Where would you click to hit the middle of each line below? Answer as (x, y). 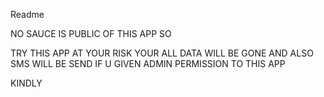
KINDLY (26, 83)
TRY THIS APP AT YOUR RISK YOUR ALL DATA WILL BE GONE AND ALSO (162, 53)
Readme (27, 14)
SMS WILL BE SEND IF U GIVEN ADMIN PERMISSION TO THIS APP (148, 63)
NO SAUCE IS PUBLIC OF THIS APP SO (91, 33)
